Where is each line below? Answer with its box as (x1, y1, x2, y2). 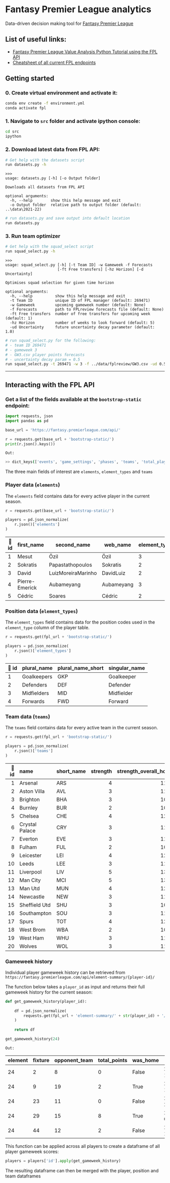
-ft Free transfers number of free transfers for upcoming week (10, 312, 151, 317)
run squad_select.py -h (5, 249, 56, 254)
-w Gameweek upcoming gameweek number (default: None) (10, 302, 146, 308)
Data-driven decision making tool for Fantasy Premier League (5, 20, 134, 26)
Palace (19, 827, 36, 834)
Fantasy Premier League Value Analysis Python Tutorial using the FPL (12, 48, 158, 54)
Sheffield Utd (19, 901, 51, 908)
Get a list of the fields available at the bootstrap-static (5, 395, 142, 402)
